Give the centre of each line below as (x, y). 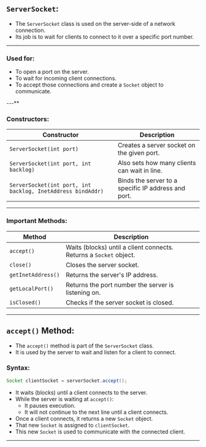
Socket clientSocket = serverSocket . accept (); (67, 381)
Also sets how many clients (157, 163)
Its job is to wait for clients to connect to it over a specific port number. (105, 37)
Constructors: (28, 119)
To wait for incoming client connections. (66, 79)
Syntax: (18, 368)
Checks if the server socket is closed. (120, 302)
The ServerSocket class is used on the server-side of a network (95, 23)
